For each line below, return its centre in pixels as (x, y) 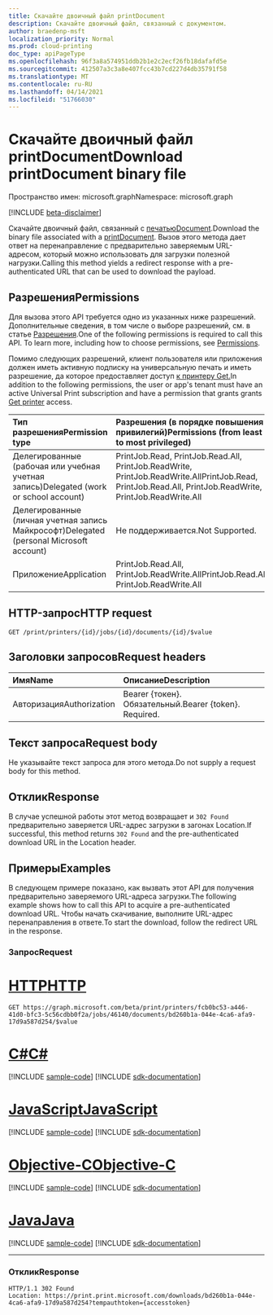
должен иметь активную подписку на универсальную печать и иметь (130, 367)
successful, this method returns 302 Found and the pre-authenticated (124, 834)
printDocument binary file (97, 174)
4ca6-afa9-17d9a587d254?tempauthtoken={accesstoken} (100, 1303)
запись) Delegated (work (60, 487)
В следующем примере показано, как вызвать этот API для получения (131, 888)
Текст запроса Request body (83, 743)
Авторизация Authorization (64, 704)
